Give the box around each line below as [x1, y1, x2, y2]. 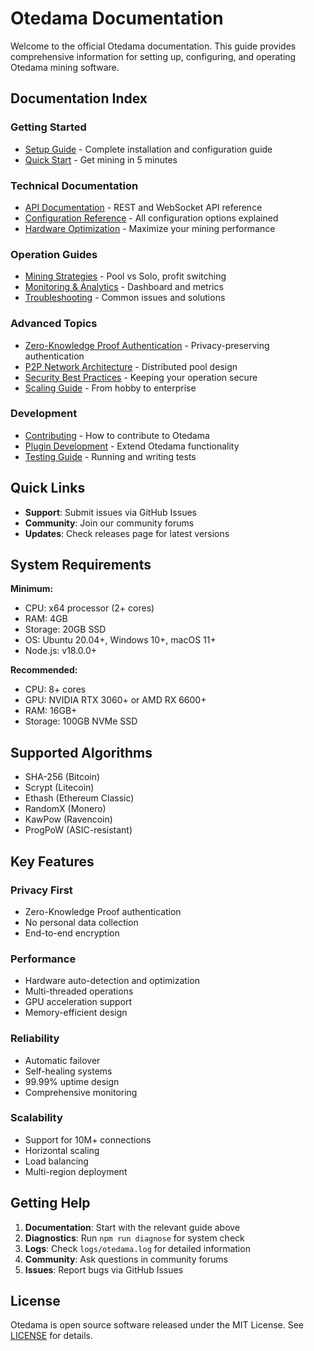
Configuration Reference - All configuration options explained [24, 212, 279, 224]
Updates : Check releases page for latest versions [24, 527, 230, 539]
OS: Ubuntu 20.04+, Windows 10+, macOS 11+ [24, 634, 217, 646]
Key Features [10, 853, 95, 870]
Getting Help [10, 1195, 91, 1212]
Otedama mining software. [10, 61, 120, 73]
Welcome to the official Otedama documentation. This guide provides [10, 40, 297, 52]
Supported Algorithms [10, 744, 153, 761]
